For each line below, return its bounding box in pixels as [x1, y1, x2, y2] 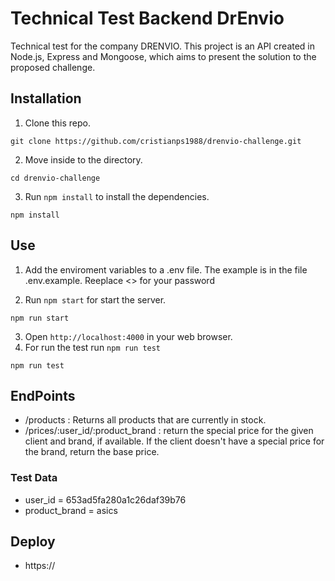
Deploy [10, 533, 56, 551]
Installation [10, 90, 82, 107]
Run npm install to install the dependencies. [24, 190, 210, 202]
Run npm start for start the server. [24, 293, 167, 306]
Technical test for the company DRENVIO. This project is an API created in [10, 40, 316, 52]
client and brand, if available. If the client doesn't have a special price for [24, 435, 325, 447]
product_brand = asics [24, 504, 118, 516]
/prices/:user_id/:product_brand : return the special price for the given [24, 425, 314, 437]
